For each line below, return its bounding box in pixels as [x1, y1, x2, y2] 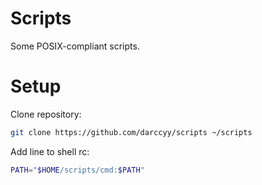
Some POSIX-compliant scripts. [10, 40, 140, 52]
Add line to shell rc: [10, 145, 90, 157]
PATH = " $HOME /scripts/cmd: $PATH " [10, 165, 145, 175]
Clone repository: [10, 108, 82, 120]
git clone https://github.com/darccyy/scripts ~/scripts [10, 127, 253, 137]
